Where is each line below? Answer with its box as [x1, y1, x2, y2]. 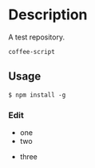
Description [8, 6, 88, 24]
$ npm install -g [8, 91, 66, 99]
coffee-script [8, 47, 56, 55]
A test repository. [8, 32, 65, 42]
